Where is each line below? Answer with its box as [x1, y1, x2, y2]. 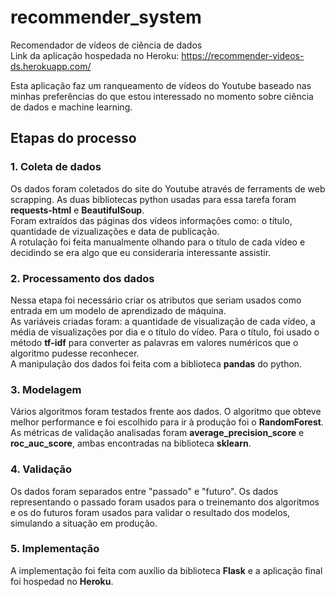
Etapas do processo [10, 130, 137, 147]
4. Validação [10, 462, 73, 476]
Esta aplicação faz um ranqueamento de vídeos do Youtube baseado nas [10, 79, 312, 91]
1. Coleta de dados [10, 160, 102, 174]
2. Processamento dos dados [10, 271, 155, 285]
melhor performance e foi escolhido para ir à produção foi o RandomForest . [10, 416, 324, 428]
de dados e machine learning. [10, 101, 133, 113]
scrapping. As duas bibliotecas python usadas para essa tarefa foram [10, 193, 297, 205]
